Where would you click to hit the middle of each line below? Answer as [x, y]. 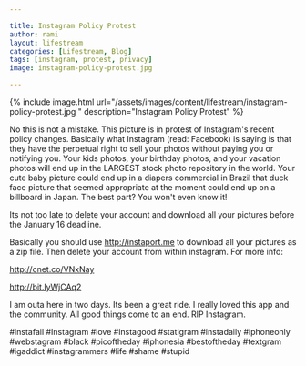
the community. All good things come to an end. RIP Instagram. [127, 314]
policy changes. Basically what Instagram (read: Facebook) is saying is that [150, 139]
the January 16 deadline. [56, 224]
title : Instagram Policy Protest [73, 25]
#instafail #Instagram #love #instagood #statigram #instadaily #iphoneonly [150, 332]
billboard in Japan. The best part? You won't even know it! [118, 197]
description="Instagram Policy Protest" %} [163, 112]
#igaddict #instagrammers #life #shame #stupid [100, 351]
